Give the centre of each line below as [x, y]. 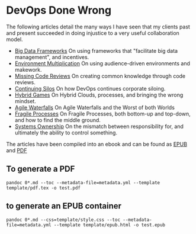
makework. [28, 69]
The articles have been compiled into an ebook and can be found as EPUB [97, 144]
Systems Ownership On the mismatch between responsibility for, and [99, 126]
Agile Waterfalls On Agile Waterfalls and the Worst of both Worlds [94, 107]
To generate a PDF [41, 169]
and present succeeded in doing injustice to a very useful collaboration [93, 33]
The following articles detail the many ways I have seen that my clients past [98, 27]
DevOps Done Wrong [59, 10]
